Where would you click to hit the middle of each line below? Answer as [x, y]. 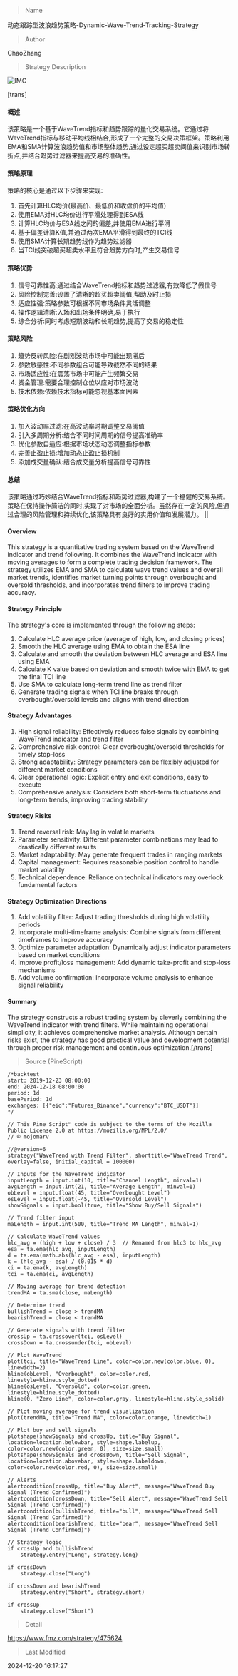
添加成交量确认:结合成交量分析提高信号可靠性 [84, 462]
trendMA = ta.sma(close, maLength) [60, 1293]
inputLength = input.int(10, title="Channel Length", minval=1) [105, 1181]
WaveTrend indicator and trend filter [71, 739]
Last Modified [45, 1652]
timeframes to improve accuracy [65, 940]
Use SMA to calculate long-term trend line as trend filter [100, 684]
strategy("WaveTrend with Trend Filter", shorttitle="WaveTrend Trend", [118, 1156]
